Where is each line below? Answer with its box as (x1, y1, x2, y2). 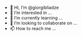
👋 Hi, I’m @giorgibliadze (9, 5, 59, 10)
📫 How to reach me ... (9, 26, 56, 31)
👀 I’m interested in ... (9, 10, 52, 16)
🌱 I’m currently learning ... (9, 15, 63, 20)
